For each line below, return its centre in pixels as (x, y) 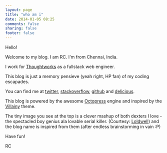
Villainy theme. (20, 106)
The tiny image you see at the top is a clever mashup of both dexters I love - (84, 116)
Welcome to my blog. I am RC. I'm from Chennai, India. (61, 57)
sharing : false (21, 28)
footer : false (20, 33)
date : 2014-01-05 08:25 (30, 19)
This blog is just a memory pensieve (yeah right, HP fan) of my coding (77, 76)
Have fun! (15, 136)
